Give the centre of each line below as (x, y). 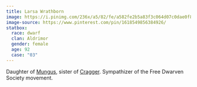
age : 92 (21, 50)
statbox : (17, 28)
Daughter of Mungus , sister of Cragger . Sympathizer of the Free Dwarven (95, 71)
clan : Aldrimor (30, 39)
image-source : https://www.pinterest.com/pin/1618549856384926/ (86, 22)
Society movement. (30, 78)
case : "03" (25, 55)
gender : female (30, 44)
